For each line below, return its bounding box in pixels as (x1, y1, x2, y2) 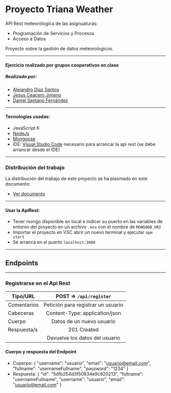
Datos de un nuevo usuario (51, 318, 116, 325)
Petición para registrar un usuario (43, 301, 124, 309)
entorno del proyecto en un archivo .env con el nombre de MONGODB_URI (12, 224, 161, 230)
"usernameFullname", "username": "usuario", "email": (12, 376, 126, 382)
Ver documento (12, 191, 45, 197)
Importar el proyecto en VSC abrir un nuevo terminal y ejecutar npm (12, 229, 153, 235)
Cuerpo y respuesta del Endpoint (5, 348, 76, 354)
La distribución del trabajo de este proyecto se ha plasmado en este (5, 175, 148, 182)
